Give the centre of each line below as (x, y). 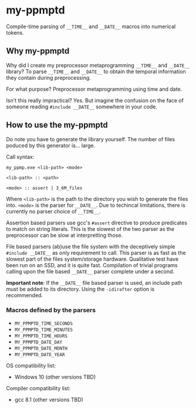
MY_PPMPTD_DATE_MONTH (41, 348)
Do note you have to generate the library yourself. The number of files (90, 139)
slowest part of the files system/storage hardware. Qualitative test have (92, 259)
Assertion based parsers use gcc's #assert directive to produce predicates (97, 223)
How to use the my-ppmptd (57, 125)
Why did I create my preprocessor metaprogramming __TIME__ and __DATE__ (98, 65)
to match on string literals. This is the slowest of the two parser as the (90, 229)
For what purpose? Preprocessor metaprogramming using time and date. (94, 89)
